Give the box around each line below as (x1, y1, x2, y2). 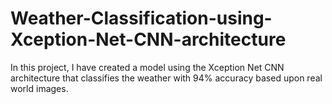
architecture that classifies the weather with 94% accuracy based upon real (10, 72, 323, 84)
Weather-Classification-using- (10, 7, 273, 30)
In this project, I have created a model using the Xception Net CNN (10, 61, 285, 73)
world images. (10, 82, 69, 94)
